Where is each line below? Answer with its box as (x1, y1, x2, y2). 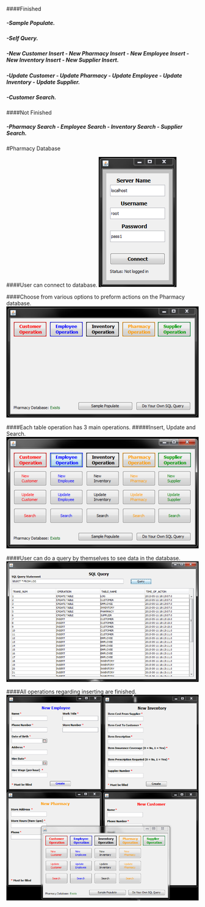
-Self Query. (6, 34, 38, 42)
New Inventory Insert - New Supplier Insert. (6, 56, 119, 63)
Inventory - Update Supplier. (6, 78, 81, 85)
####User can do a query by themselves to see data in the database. (6, 555, 181, 562)
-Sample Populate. (6, 19, 56, 26)
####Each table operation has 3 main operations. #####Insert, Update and (6, 424, 196, 431)
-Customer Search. (6, 94, 57, 101)
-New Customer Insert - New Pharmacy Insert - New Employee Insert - (6, 50, 189, 57)
